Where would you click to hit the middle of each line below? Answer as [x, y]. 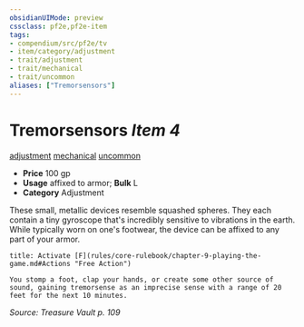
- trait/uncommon [42, 77]
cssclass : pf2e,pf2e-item [58, 26]
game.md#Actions [40, 263]
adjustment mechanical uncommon [75, 155]
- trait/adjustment [46, 60]
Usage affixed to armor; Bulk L [80, 183]
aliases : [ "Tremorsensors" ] [63, 85]
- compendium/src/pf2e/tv [58, 43]
